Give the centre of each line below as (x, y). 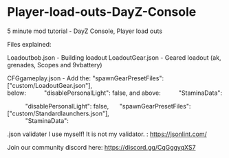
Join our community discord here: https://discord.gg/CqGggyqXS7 (101, 147)
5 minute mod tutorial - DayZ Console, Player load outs (85, 31)
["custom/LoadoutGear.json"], (50, 85)
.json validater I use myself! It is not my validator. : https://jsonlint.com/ (107, 134)
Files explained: (29, 44)
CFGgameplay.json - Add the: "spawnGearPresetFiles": (85, 78)
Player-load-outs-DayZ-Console (102, 12)
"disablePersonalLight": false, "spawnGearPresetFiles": (108, 106)
